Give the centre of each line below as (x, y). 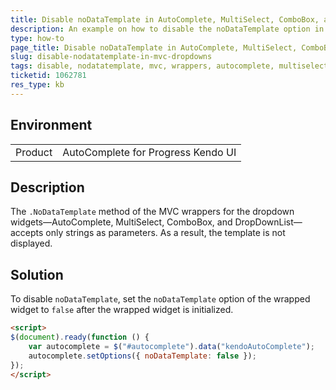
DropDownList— (268, 222)
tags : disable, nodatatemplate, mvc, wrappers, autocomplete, (142, 66)
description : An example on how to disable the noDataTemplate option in (167, 29)
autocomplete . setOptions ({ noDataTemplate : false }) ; (142, 356)
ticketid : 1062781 (48, 76)
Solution (37, 274)
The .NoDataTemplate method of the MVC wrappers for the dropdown (152, 212)
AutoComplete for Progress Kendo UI (149, 152)
